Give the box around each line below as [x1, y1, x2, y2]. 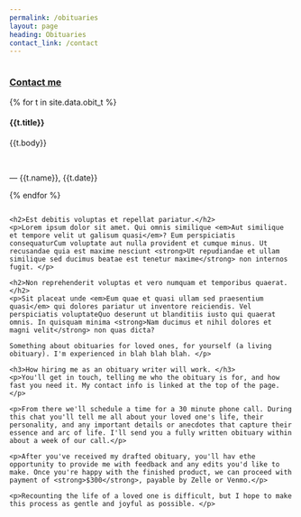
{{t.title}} [9, 117, 45, 128]
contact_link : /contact [9, 38, 99, 48]
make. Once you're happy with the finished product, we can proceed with [9, 467, 293, 476]
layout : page [9, 22, 59, 31]
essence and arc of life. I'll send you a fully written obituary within [9, 428, 293, 438]
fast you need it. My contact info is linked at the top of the [9, 381, 256, 390]
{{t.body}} [9, 137, 47, 148]
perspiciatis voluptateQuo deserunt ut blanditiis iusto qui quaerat [9, 309, 277, 319]
